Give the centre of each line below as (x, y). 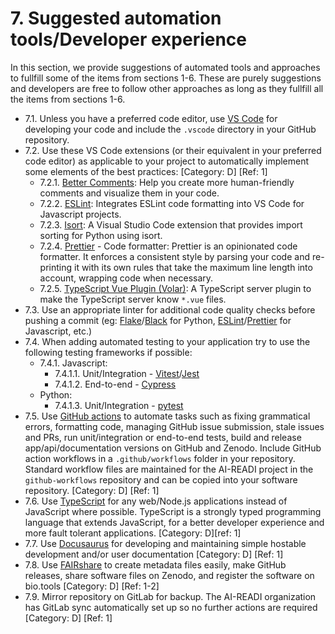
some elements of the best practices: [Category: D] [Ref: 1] (146, 171)
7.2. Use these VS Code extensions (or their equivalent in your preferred (173, 150)
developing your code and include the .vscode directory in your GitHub (170, 129)
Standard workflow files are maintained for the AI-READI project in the (169, 469)
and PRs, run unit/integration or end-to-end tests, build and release (163, 437)
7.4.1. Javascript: (73, 363)
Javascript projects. (80, 214)
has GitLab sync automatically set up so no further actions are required (171, 607)
